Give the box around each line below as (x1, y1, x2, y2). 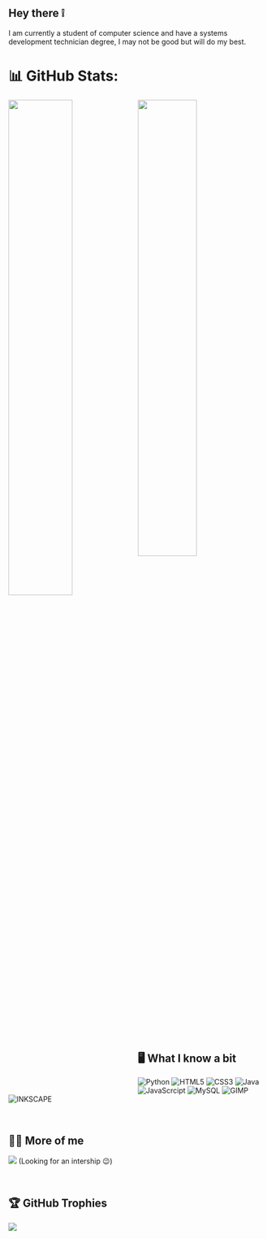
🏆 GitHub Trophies (8, 1197, 108, 1211)
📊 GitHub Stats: (8, 67, 119, 85)
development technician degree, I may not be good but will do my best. (8, 37, 247, 46)
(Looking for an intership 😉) (18, 1156, 113, 1166)
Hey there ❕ (8, 7, 65, 20)
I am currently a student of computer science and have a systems (8, 28, 228, 37)
